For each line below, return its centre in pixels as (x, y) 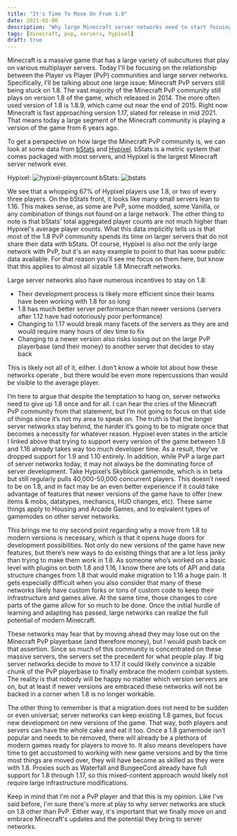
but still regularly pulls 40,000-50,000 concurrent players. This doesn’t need (119, 479)
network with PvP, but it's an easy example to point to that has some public (116, 252)
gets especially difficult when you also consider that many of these (105, 583)
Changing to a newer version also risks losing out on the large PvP (114, 339)
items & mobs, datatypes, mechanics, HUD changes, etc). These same (110, 502)
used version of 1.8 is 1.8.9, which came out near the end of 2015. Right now (117, 105)
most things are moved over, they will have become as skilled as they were (116, 760)
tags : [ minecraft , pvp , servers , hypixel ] (71, 34)
